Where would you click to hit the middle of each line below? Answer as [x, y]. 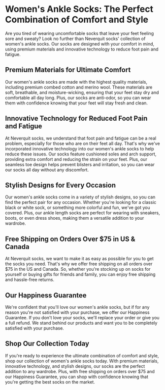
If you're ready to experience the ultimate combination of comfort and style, [82, 355]
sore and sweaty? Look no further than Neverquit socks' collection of [75, 39]
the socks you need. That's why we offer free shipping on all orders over [79, 264]
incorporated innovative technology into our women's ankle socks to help [80, 148]
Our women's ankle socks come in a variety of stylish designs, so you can [80, 197]
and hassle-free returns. [30, 280]
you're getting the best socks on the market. [50, 382]
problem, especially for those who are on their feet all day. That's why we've [82, 143]
